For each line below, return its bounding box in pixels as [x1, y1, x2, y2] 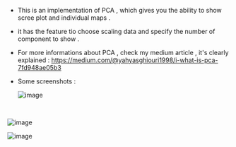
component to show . [17, 35, 80, 43]
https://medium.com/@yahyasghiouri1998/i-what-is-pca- [51, 56, 218, 64]
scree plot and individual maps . [17, 13, 111, 22]
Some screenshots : [17, 77, 76, 86]
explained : [17, 56, 50, 64]
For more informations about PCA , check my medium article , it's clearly [17, 49, 229, 57]
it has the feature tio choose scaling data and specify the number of [17, 28, 216, 35]
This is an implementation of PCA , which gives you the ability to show [17, 6, 223, 14]
